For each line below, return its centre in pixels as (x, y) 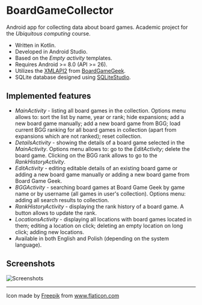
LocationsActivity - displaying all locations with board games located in (103, 219)
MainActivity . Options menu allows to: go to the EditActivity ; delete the (103, 149)
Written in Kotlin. (35, 45)
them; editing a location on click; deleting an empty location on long (99, 226)
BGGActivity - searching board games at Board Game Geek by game (100, 187)
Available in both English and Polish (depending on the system (92, 238)
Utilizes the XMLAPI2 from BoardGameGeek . (70, 70)
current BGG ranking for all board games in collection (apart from (96, 129)
